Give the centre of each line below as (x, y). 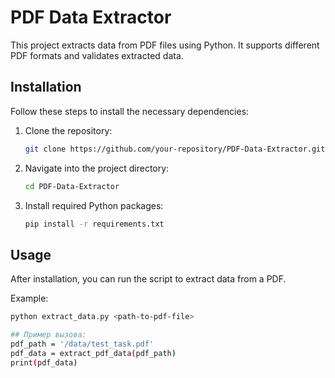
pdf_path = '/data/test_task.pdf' (82, 344)
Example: (29, 298)
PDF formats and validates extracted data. (97, 55)
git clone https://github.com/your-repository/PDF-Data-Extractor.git (175, 149)
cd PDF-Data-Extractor (72, 186)
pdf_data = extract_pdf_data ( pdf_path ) (93, 353)
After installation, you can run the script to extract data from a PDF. (148, 279)
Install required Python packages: (94, 205)
